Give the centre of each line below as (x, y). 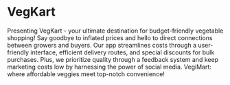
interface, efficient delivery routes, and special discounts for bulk (123, 52)
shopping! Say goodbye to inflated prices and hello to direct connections (110, 37)
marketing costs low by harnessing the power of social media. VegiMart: (109, 67)
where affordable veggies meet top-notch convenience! (86, 74)
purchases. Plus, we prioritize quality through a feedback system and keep (113, 59)
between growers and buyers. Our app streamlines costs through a (102, 45)
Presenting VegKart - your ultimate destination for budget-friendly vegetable (115, 31)
